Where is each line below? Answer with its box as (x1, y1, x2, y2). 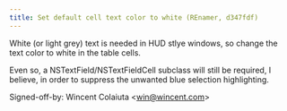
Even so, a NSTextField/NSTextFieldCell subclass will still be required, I (9, 64, 272, 75)
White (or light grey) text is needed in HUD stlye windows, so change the (9, 38, 278, 48)
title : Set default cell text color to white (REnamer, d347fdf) (9, 13, 258, 22)
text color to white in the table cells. (9, 47, 142, 58)
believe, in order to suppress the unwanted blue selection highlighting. (9, 73, 269, 85)
